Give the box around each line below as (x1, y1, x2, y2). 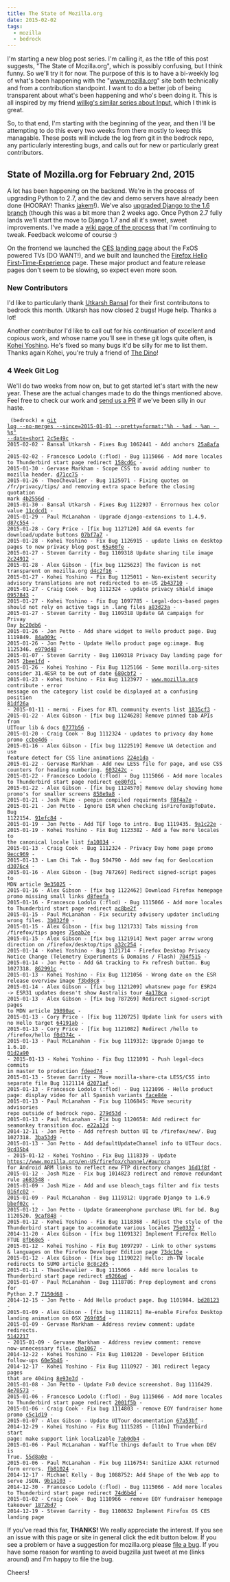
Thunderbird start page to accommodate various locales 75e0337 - (7, 1224, 201, 1231)
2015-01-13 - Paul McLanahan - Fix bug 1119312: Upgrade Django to (7, 1037, 205, 1044)
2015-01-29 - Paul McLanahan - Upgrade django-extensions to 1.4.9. (7, 513, 207, 520)
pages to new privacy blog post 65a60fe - (7, 543, 130, 550)
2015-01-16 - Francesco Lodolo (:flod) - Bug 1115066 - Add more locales (7, 899, 223, 906)
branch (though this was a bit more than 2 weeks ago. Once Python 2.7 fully (7, 208, 222, 217)
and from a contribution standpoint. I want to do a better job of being (7, 84, 201, 92)
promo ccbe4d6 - (7, 736, 54, 743)
